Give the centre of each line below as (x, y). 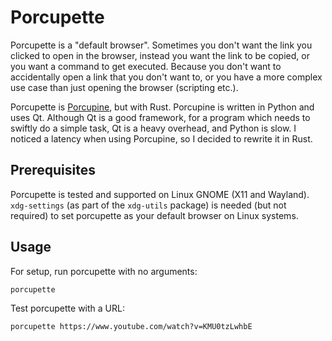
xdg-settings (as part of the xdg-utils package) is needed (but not (148, 205)
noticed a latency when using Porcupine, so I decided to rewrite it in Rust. (161, 138)
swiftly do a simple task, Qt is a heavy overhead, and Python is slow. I (153, 128)
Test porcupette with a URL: (67, 308)
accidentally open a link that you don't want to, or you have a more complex (166, 77)
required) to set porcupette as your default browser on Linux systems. (154, 215)
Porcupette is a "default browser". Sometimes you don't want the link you (161, 45)
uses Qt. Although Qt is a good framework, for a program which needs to (160, 117)
